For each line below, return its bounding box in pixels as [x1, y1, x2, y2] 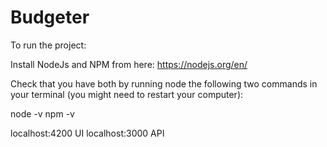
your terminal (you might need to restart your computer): [10, 88, 244, 100]
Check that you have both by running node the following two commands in [10, 77, 318, 90]
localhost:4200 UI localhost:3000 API [10, 127, 165, 139]
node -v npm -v [10, 107, 75, 120]
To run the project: [10, 39, 87, 51]
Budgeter [10, 6, 90, 29]
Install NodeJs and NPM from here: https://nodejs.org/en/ [10, 58, 248, 70]
